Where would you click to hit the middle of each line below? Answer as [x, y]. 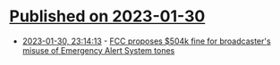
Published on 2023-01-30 [107, 16]
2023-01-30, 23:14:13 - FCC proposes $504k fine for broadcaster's [146, 41]
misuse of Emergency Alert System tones [98, 50]
